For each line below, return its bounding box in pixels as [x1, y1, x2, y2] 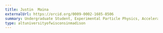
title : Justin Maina [5, 7, 49, 12]
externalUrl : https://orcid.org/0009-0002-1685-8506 [5, 12, 114, 16]
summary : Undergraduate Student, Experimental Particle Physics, [5, 16, 140, 21]
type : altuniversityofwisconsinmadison [5, 20, 86, 26]
